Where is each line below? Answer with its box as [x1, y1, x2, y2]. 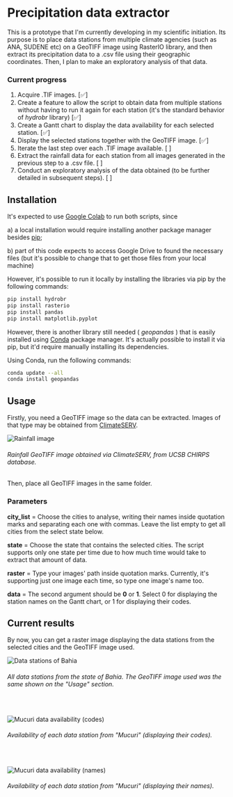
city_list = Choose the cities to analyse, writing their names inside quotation [7, 513, 225, 521]
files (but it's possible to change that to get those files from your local [7, 254, 207, 262]
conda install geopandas [7, 376, 79, 383]
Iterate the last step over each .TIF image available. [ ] [17, 144, 172, 152]
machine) [7, 261, 35, 270]
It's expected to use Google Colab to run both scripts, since [7, 212, 178, 220]
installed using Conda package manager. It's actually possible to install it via [7, 335, 225, 344]
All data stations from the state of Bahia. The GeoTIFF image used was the [7, 673, 222, 681]
